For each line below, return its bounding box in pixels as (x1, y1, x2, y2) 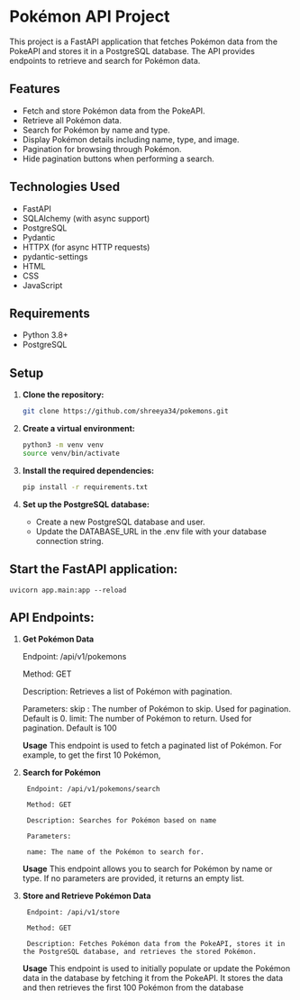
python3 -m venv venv (22, 441, 105, 450)
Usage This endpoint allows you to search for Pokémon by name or (22, 863, 273, 875)
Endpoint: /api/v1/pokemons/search (26, 785, 160, 794)
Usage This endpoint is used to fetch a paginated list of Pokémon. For (22, 741, 282, 751)
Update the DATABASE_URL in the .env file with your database (35, 525, 268, 537)
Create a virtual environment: (22, 423, 135, 434)
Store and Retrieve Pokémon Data (22, 890, 151, 902)
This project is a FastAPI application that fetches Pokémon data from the (9, 36, 277, 47)
